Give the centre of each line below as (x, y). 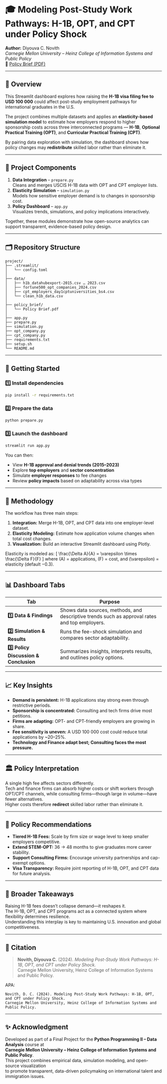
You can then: (19, 455)
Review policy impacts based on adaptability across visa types (77, 481)
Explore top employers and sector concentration (63, 470)
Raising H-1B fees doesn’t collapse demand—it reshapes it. (66, 906)
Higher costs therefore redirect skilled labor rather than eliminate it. (74, 804)
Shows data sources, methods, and (101, 610)
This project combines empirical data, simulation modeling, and (70, 1060)
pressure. (23, 748)
